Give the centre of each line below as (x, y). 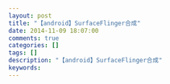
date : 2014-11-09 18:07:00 (54, 30)
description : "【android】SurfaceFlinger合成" (85, 61)
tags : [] (23, 53)
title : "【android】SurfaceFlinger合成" (75, 23)
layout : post (30, 16)
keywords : (25, 68)
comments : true (34, 38)
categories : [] (34, 46)
